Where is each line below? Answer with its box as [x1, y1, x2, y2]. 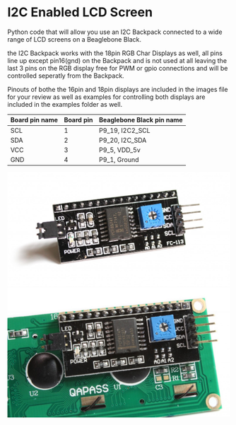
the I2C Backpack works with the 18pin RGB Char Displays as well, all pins [7, 49, 223, 57]
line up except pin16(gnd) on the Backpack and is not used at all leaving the [7, 56, 228, 64]
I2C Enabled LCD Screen [7, 4, 153, 21]
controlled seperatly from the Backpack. [7, 71, 125, 80]
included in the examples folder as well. [7, 100, 123, 108]
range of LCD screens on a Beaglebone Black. [7, 35, 142, 43]
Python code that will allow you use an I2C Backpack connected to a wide [7, 28, 223, 36]
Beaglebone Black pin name [98, 116, 183, 124]
